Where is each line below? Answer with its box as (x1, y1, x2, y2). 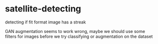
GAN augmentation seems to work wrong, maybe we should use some (5, 28, 145, 34)
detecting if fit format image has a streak (5, 19, 86, 25)
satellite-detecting (5, 3, 81, 14)
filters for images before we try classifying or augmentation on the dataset (5, 33, 153, 39)
